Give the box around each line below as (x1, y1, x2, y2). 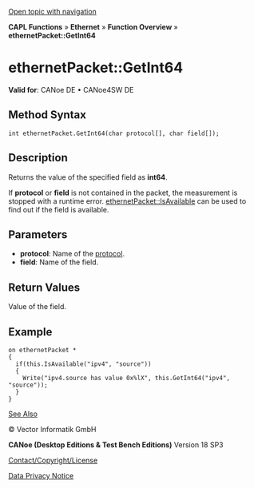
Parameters (8, 228, 68, 241)
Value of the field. (8, 302, 66, 311)
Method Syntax (8, 108, 86, 122)
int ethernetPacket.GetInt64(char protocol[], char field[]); (8, 129, 220, 137)
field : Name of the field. (19, 257, 99, 267)
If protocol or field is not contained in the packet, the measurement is (8, 188, 238, 197)
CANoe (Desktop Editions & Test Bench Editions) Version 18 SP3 (8, 440, 224, 450)
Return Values (8, 280, 81, 294)
